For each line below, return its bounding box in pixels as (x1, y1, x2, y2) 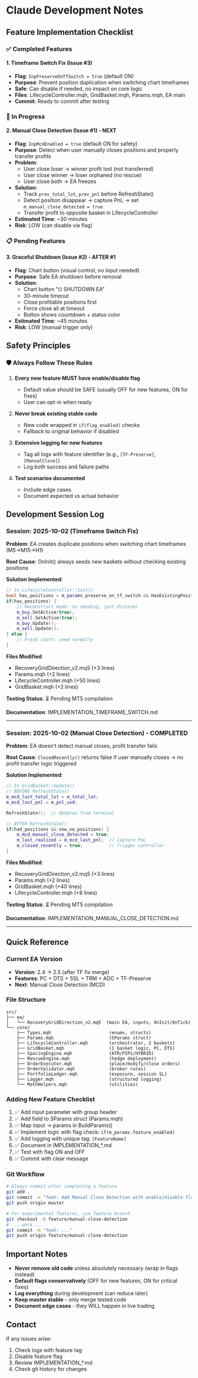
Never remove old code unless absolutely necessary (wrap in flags (14, 1265, 179, 1272)
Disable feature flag (14, 1353, 63, 1360)
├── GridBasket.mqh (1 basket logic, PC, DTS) (16, 1045, 176, 1051)
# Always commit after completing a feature (6, 1184, 117, 1190)
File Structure (6, 996, 46, 1004)
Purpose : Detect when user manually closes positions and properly (14, 146, 179, 154)
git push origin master (6, 1200, 65, 1206)
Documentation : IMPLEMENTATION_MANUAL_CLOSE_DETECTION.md (6, 914, 179, 921)
